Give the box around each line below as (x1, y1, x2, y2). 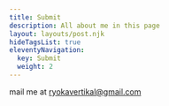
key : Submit (17, 54, 62, 63)
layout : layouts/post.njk (9, 29, 104, 38)
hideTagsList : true (9, 37, 81, 47)
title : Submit (9, 12, 62, 22)
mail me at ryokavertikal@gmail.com (9, 86, 142, 97)
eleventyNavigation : (9, 46, 86, 55)
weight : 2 (17, 63, 53, 72)
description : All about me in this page (9, 21, 161, 30)
